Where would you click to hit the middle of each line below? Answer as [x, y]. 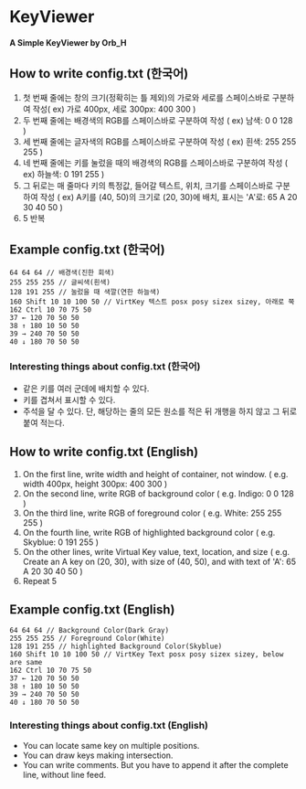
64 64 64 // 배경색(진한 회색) [62, 273]
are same [26, 663]
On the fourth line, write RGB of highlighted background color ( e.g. [149, 532]
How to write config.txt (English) [104, 452]
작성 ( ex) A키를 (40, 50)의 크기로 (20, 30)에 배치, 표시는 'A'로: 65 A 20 [169, 197]
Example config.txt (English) [92, 609]
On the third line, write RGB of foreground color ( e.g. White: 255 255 [152, 513]
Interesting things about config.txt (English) [109, 726]
